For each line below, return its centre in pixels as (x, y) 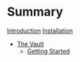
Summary (35, 12)
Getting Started (48, 51)
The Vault (30, 44)
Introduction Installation (40, 31)
